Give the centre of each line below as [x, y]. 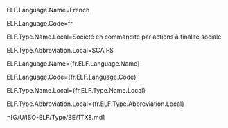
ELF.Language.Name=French [48, 10]
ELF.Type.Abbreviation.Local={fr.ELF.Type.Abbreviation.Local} [96, 104]
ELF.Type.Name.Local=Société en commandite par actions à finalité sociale [114, 37]
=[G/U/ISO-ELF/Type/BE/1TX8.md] [56, 117]
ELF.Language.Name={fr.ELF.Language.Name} [73, 64]
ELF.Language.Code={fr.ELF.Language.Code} [71, 77]
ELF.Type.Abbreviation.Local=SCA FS [60, 50]
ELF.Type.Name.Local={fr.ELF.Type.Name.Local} [76, 90]
